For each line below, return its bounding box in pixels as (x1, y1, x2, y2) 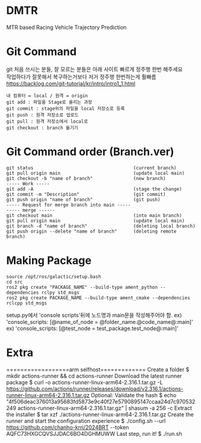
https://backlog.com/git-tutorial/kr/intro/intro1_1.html (6, 80, 136, 87)
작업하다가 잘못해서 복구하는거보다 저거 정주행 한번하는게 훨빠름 (6, 73, 157, 80)
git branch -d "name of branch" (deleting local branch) (6, 223, 196, 229)
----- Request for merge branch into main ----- (6, 202, 131, 208)
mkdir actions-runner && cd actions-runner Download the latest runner (6, 372, 182, 380)
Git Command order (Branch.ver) (6, 145, 174, 159)
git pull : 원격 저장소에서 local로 (6, 118, 89, 124)
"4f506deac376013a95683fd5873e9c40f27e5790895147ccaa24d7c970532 (6, 398, 196, 405)
